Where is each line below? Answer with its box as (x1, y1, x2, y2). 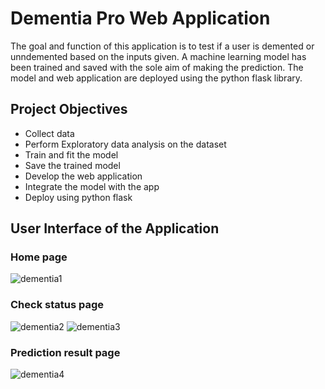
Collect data (24, 127, 75, 139)
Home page (10, 250, 68, 264)
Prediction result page (10, 345, 121, 359)
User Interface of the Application (10, 220, 220, 237)
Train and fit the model (24, 148, 119, 161)
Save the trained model (24, 159, 121, 171)
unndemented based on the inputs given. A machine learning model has (10, 50, 307, 62)
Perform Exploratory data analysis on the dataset (24, 138, 227, 150)
